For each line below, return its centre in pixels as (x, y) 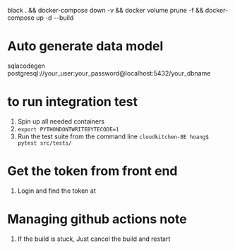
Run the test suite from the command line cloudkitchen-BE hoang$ (113, 136)
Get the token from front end (92, 171)
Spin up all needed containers (61, 121)
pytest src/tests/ (44, 143)
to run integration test (72, 102)
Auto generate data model (85, 46)
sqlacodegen (26, 66)
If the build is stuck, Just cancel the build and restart (94, 239)
